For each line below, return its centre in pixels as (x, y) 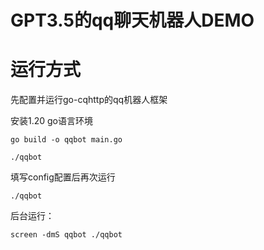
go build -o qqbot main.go (66, 140)
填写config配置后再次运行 (63, 177)
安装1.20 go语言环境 (52, 121)
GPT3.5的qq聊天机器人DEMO (132, 20)
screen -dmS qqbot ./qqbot (66, 235)
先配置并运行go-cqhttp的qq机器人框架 (89, 100)
